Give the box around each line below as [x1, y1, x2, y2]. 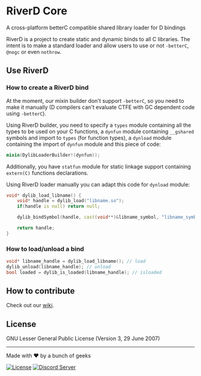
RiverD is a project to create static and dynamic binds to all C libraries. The [6, 35, 190, 42]
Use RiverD [6, 66, 49, 76]
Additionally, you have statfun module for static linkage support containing [6, 163, 191, 170]
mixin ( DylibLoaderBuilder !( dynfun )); [6, 152, 100, 158]
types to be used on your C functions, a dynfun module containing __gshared [6, 127, 194, 135]
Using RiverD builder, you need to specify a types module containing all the [6, 121, 191, 129]
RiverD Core [6, 4, 68, 18]
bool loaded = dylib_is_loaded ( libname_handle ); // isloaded [6, 269, 162, 276]
